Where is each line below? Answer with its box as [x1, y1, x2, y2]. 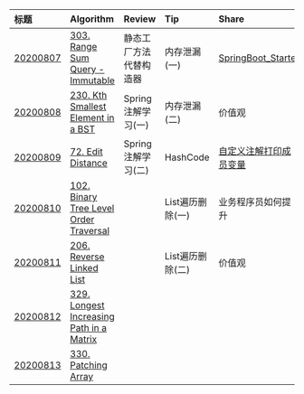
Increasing [70, 311, 115, 323]
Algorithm [70, 13, 115, 25]
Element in [70, 112, 115, 124]
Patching [70, 359, 109, 371]
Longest [70, 299, 105, 311]
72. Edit [70, 145, 103, 157]
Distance [70, 157, 109, 169]
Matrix [70, 333, 98, 345]
